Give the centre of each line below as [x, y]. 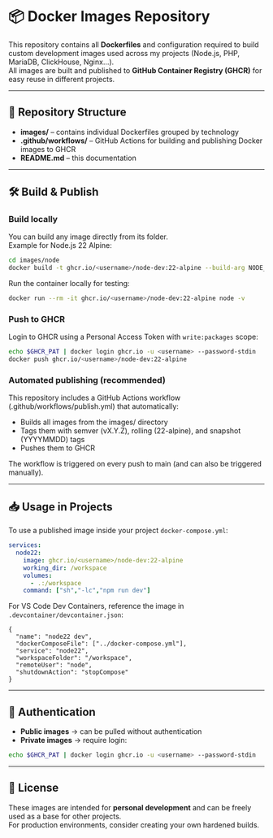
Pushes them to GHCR [58, 448]
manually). [26, 472]
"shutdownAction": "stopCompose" [72, 672]
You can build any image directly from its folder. [89, 237]
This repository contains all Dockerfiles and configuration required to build [134, 44]
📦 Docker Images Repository [109, 17]
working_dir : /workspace [65, 568]
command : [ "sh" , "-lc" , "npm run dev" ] [87, 591]
